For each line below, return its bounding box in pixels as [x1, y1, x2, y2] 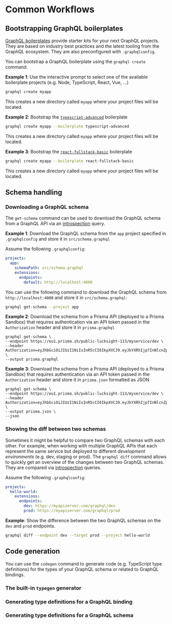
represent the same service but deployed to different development [5, 448, 145, 454]
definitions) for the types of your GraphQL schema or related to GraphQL [5, 566, 159, 572]
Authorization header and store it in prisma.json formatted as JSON [5, 377, 149, 383]
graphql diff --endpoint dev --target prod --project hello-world [5, 533, 150, 538]
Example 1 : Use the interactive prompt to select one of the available [5, 74, 148, 80]
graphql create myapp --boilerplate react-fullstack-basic [5, 158, 134, 164]
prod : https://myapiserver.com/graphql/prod [24, 508, 120, 514]
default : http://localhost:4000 [24, 280, 93, 285]
